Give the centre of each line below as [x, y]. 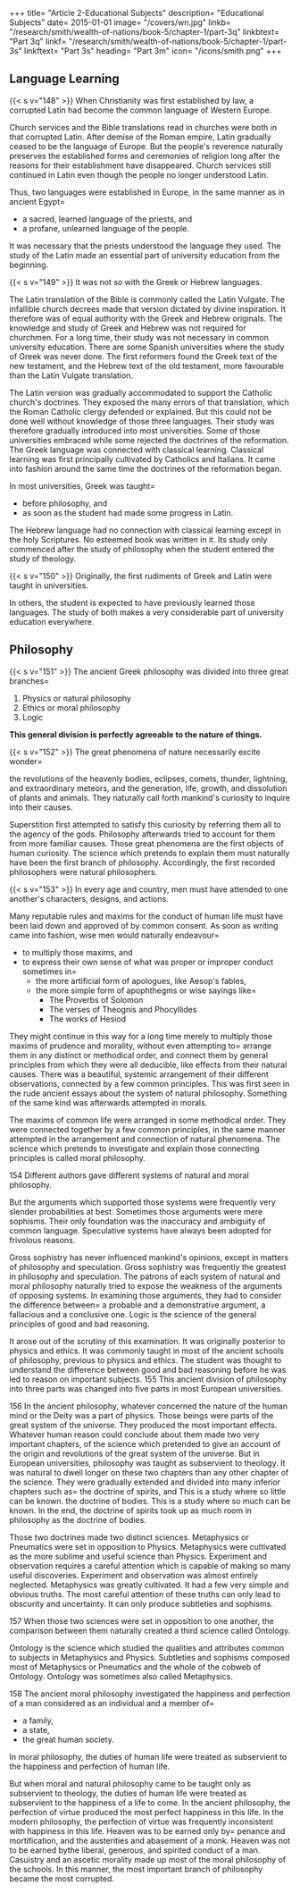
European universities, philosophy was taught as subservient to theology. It [147, 1463]
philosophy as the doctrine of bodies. [78, 1519]
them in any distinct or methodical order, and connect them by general [139, 1055]
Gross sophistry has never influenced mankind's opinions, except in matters [149, 1257]
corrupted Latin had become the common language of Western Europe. [141, 110]
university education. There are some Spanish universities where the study [147, 347]
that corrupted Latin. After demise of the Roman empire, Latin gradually [141, 137]
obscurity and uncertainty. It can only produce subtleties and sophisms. [142, 1603]
